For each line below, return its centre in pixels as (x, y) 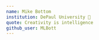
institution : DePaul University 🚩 (49, 17)
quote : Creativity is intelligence (50, 22)
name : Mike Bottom (29, 11)
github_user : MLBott (32, 28)
